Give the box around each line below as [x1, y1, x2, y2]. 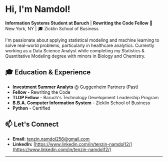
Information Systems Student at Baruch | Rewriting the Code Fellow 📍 [5, 20, 153, 26]
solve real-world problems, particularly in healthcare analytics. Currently [5, 42, 154, 48]
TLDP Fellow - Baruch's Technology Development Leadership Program [12, 94, 159, 100]
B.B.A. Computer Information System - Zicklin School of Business [12, 100, 150, 106]
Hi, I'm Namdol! [5, 3, 71, 15]
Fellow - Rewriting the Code [12, 89, 71, 95]
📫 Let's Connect [5, 120, 59, 129]
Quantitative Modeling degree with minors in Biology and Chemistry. [5, 53, 146, 59]
